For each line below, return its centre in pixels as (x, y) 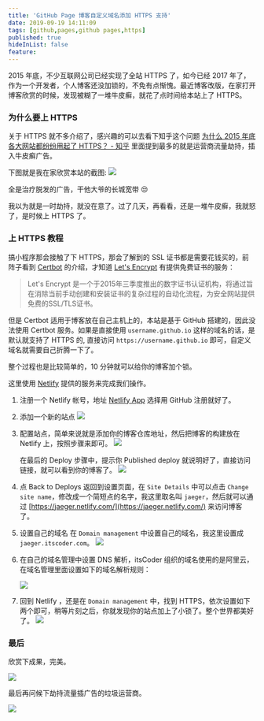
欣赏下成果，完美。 (39, 661)
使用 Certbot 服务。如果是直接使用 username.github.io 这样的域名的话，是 (135, 330)
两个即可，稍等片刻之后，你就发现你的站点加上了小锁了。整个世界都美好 (136, 611)
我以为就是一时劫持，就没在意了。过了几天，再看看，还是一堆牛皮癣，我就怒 (132, 206)
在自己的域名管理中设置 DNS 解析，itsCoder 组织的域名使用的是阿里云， (136, 559)
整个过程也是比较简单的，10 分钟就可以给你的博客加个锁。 (102, 366)
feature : (22, 52)
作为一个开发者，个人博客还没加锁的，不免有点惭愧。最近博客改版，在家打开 (132, 85)
